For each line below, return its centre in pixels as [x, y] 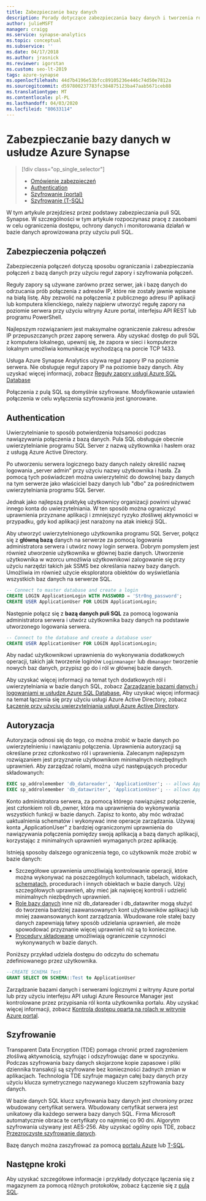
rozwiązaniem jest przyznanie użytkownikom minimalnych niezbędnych [97, 760]
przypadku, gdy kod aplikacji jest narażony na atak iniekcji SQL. [87, 521]
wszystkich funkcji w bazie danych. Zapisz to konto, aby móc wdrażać [95, 814]
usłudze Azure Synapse [68, 152]
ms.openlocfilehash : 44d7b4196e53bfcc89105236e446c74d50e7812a [89, 80]
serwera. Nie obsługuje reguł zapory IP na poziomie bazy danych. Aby [95, 367]
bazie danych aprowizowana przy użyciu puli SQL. [70, 232]
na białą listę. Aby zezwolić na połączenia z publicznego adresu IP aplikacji [101, 297]
